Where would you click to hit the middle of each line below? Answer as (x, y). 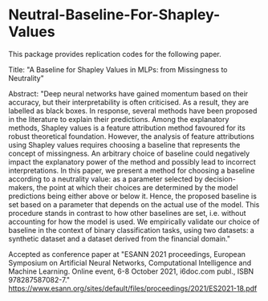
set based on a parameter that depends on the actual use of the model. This (134, 204)
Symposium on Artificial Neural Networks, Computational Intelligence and (130, 262)
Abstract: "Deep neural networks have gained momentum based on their (128, 93)
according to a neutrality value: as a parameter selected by (106, 179)
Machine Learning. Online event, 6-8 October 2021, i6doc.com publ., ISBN (131, 271)
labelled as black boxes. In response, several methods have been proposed (133, 111)
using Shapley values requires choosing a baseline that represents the (124, 144)
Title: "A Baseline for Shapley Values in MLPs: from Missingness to (118, 69)
